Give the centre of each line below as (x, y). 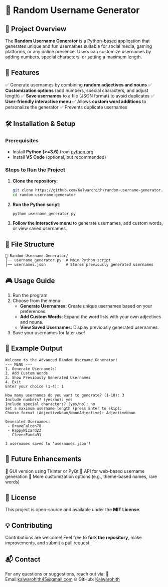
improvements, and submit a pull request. (48, 543)
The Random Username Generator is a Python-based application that (77, 41)
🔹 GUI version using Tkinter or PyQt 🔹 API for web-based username (75, 471)
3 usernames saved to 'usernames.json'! (48, 444)
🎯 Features (22, 73)
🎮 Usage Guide (30, 281)
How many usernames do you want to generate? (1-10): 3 (65, 395)
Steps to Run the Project (35, 170)
